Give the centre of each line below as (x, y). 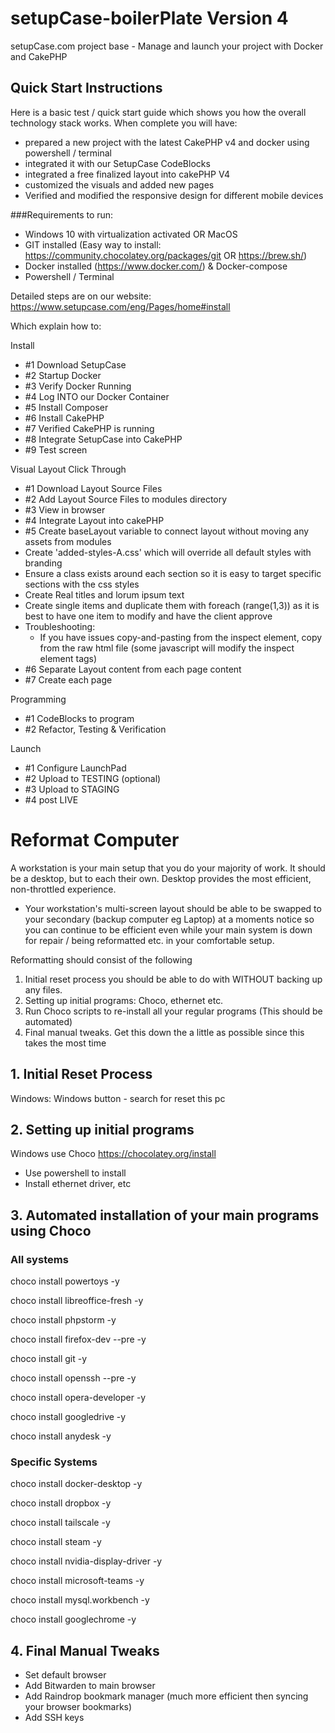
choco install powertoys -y (65, 1281)
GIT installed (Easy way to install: (93, 244)
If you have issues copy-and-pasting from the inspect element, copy (181, 637)
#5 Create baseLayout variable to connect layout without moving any (167, 531)
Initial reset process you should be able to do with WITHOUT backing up (173, 979)
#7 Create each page (68, 679)
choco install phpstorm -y (63, 1320)
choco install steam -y (56, 1542)
